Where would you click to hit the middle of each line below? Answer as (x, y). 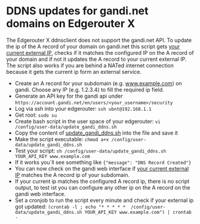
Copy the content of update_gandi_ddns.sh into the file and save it (96, 133)
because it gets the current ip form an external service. (74, 71)
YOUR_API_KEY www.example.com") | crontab (138, 212)
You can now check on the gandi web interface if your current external (102, 169)
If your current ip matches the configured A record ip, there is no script (102, 181)
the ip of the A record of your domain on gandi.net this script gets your (93, 46)
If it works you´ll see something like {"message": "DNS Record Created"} (103, 162)
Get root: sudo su (36, 115)
